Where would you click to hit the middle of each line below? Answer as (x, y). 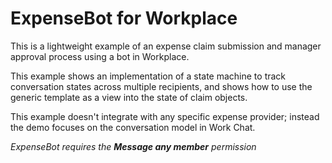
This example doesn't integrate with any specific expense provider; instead (165, 116)
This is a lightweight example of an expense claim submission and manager (166, 46)
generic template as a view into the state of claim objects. (129, 97)
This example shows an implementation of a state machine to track (148, 76)
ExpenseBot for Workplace (124, 18)
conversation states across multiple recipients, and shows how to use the (161, 86)
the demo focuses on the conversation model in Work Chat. (133, 127)
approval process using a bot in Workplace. (100, 56)
